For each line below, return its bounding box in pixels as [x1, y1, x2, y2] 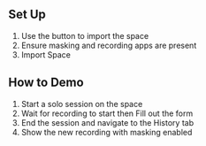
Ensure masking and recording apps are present [20, 40, 197, 50]
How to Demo [8, 75, 85, 90]
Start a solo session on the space [20, 98, 143, 109]
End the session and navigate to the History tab [20, 117, 195, 127]
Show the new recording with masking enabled [20, 127, 193, 137]
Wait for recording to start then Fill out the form [20, 108, 194, 119]
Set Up [8, 7, 46, 22]
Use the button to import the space [20, 30, 149, 41]
